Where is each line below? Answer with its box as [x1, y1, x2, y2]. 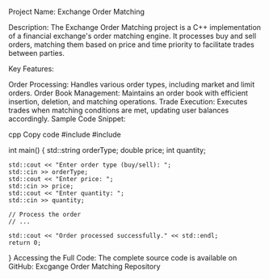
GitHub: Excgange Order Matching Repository [8, 262, 161, 271]
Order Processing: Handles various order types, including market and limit [8, 80, 255, 89]
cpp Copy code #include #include [8, 129, 121, 139]
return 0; [8, 239, 42, 247]
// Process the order [8, 210, 82, 218]
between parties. [8, 49, 65, 57]
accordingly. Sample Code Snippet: [8, 114, 126, 124]
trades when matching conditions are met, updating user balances [8, 105, 229, 115]
